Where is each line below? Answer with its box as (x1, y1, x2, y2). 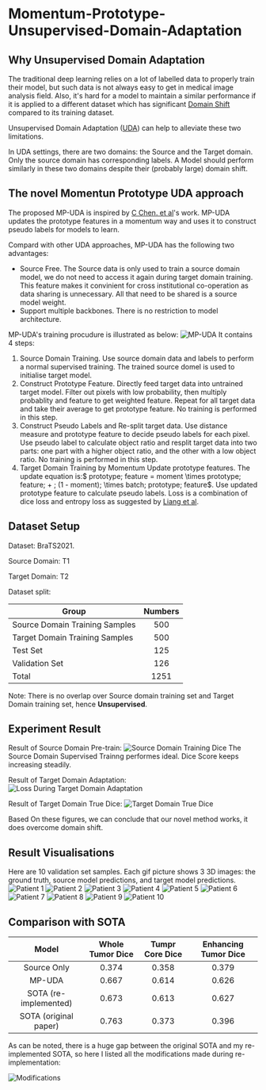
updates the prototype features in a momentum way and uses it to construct (8, 216, 256, 226)
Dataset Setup (8, 520, 81, 534)
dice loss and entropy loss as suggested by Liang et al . (19, 496, 199, 506)
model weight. (19, 297, 66, 307)
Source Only (23, 962, 70, 973)
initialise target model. (19, 370, 93, 380)
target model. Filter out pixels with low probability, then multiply (19, 387, 227, 396)
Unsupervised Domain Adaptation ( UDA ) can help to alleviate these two (8, 124, 241, 132)
